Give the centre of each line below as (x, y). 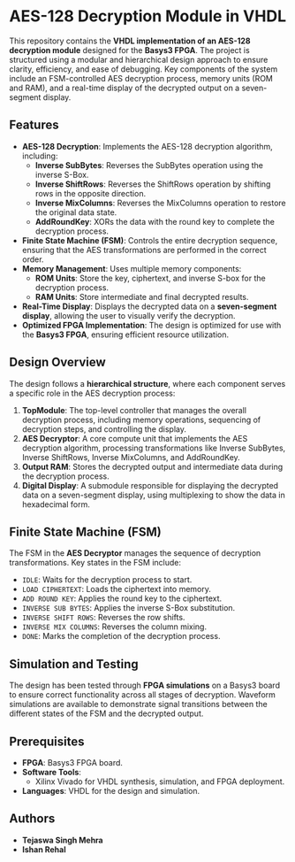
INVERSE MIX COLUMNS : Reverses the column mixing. (114, 627)
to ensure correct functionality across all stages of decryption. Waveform (143, 695)
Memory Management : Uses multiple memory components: (132, 268)
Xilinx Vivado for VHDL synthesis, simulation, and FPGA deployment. (160, 781)
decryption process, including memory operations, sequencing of (141, 419)
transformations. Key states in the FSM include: (95, 563)
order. (33, 259)
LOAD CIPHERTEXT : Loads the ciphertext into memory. (117, 589)
